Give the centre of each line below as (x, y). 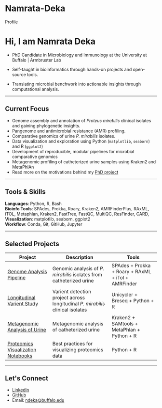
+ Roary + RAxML (131, 272)
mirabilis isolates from (77, 275)
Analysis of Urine (27, 330)
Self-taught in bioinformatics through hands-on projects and (72, 69)
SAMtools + (125, 324)
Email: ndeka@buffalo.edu (38, 400)
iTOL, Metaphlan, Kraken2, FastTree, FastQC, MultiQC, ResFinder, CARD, (77, 214)
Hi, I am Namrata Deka (50, 41)
